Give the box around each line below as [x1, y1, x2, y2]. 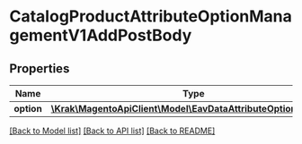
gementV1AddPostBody [9, 25, 192, 46]
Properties [9, 61, 70, 76]
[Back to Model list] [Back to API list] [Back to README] [9, 125, 216, 136]
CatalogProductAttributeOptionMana [9, 6, 292, 27]
